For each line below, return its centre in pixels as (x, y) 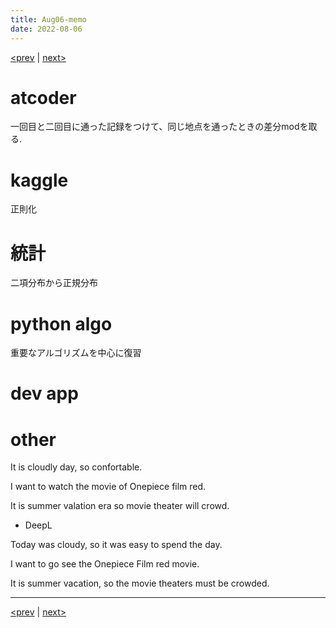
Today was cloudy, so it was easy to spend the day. (116, 545)
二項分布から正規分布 (54, 283)
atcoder (43, 97)
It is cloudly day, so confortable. (76, 467)
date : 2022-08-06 (46, 29)
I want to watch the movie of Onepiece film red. (108, 487)
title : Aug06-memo (48, 19)
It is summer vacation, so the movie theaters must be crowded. (140, 583)
